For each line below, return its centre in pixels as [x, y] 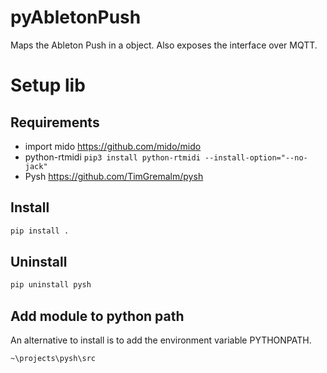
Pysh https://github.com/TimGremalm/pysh [114, 176]
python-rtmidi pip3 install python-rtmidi [112, 157]
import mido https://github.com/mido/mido [113, 146]
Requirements [55, 122]
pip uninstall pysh [51, 285]
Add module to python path [97, 316]
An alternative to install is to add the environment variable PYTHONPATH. [161, 340]
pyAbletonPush [76, 17]
